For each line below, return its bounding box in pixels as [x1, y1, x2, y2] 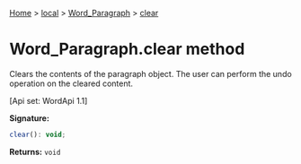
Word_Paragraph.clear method [9, 39, 245, 59]
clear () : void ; [9, 130, 66, 139]
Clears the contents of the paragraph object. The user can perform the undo [9, 68, 292, 79]
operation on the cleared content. [9, 78, 133, 89]
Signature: [9, 112, 49, 124]
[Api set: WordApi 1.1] [9, 95, 88, 106]
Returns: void [9, 146, 61, 157]
